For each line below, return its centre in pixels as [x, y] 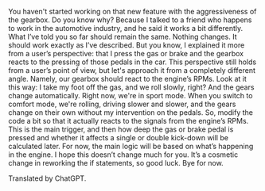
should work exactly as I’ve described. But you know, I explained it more [127, 45]
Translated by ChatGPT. [47, 178]
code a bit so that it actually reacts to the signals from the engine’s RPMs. [129, 121]
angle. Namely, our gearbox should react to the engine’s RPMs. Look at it [127, 79]
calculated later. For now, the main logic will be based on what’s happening [131, 146]
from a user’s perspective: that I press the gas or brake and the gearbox [126, 53]
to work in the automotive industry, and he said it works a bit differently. [126, 28]
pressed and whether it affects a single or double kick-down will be [119, 138]
